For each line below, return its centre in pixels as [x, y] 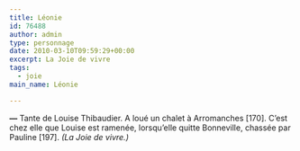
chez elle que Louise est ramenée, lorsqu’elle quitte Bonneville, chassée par [150, 128]
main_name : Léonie [44, 84]
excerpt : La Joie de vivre [60, 59]
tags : [19, 68]
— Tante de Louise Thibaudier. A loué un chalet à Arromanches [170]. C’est [149, 118]
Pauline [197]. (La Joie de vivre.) [69, 137]
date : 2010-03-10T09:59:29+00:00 [72, 51]
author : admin [36, 34]
